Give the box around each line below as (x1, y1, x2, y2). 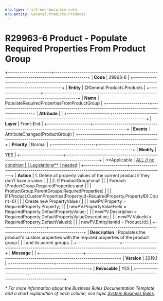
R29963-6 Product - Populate (5, 33, 127, 44)
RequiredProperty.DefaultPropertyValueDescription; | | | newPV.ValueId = (5, 214, 152, 220)
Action (18, 173, 32, 178)
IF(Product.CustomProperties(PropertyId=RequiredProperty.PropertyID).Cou (5, 193, 158, 199)
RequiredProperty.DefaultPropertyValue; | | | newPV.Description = (5, 209, 137, 214)
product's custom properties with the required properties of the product (5, 234, 149, 241)
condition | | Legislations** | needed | (5, 162, 80, 168)
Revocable (95, 266, 118, 271)
